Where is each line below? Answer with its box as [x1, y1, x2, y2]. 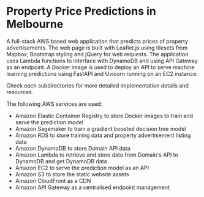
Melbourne [6, 17, 64, 31]
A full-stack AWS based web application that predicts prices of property [6, 37, 189, 45]
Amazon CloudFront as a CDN [15, 177, 91, 184]
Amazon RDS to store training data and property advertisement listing [15, 132, 191, 139]
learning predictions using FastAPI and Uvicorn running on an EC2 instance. [6, 70, 198, 77]
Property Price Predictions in [6, 4, 156, 18]
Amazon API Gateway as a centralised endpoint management [15, 184, 170, 191]
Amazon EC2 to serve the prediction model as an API [15, 164, 149, 171]
